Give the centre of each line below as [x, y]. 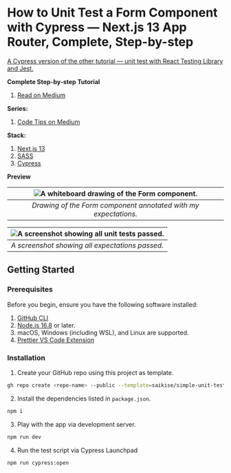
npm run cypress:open [38, 463]
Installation [26, 358]
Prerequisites [30, 290]
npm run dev [24, 437]
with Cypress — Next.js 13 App [97, 27]
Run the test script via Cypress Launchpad [77, 450]
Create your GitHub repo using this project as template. [95, 372]
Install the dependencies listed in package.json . [84, 399]
